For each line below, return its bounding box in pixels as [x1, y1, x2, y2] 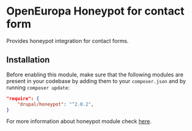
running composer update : [6, 84, 70, 91]
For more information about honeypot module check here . [6, 118, 152, 125]
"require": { [6, 95, 40, 101]
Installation [6, 55, 50, 65]
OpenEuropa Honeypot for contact [6, 4, 185, 18]
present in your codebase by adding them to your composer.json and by [6, 77, 186, 84]
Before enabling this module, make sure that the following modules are [6, 71, 184, 78]
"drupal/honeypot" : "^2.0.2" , [17, 101, 94, 107]
